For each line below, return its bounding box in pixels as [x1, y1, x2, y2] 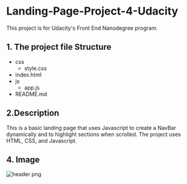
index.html [15, 71, 42, 78]
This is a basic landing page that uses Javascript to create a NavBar [6, 124, 177, 131]
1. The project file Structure [6, 42, 112, 52]
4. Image [6, 154, 40, 165]
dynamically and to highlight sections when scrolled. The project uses [6, 131, 181, 138]
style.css [24, 64, 47, 72]
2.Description [6, 108, 59, 118]
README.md [15, 90, 47, 98]
